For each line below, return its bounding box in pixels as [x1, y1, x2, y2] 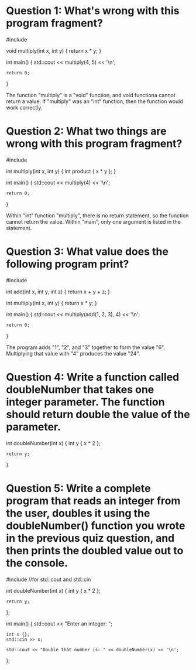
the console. [6, 556, 68, 569]
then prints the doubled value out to [6, 543, 184, 557]
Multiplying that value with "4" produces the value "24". [6, 350, 140, 357]
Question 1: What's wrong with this [6, 4, 180, 18]
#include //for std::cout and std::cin [6, 576, 91, 583]
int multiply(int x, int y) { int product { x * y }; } [6, 167, 116, 175]
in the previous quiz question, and [6, 531, 175, 545]
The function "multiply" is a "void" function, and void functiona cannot [6, 91, 176, 98]
